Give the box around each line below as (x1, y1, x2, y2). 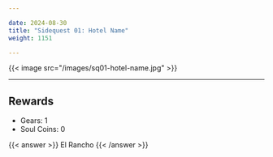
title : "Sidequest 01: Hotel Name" (8, 26, 129, 35)
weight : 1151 (8, 34, 53, 42)
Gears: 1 (19, 116, 48, 125)
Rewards (8, 94, 54, 108)
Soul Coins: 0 (19, 125, 66, 134)
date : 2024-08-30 (8, 19, 67, 27)
